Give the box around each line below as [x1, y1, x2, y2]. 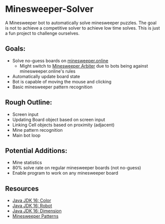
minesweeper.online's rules [19, 68, 76, 74]
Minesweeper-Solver [5, 3, 94, 15]
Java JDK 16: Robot [12, 203, 52, 209]
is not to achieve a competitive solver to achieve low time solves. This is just [5, 25, 160, 31]
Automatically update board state [12, 73, 81, 79]
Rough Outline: [5, 98, 52, 107]
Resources [5, 184, 39, 193]
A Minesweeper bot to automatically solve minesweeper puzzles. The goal [5, 20, 157, 26]
